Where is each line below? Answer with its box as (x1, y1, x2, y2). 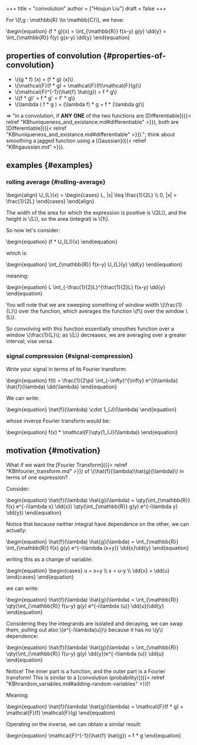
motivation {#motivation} (6, 446, 101, 456)
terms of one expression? (6, 474, 68, 481)
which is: (6, 249, 28, 256)
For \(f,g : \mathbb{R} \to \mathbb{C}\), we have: (6, 16, 125, 23)
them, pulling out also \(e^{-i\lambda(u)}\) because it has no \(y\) (6, 626, 163, 633)
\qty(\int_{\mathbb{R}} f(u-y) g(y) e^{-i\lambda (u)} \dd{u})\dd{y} (6, 602, 165, 609)
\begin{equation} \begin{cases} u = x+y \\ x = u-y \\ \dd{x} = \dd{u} (6, 567, 170, 574)
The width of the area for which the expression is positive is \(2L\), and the (6, 209, 187, 216)
